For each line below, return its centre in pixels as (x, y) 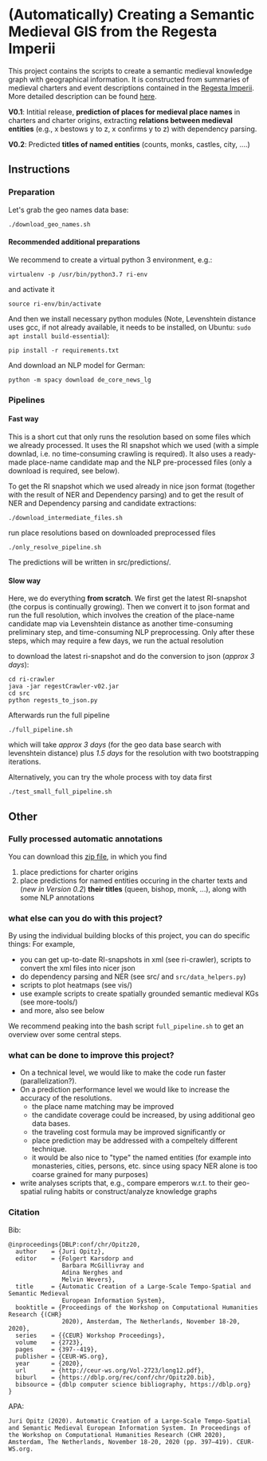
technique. (49, 1149)
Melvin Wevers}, (88, 1279)
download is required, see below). (64, 470)
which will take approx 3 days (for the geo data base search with (115, 744)
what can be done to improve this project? (91, 1056)
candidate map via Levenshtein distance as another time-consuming (121, 624)
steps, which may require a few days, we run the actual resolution (116, 641)
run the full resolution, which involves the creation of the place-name (122, 615)
